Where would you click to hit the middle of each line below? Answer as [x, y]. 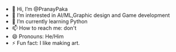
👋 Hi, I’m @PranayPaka [40, 9]
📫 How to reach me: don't [44, 28]
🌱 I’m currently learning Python [49, 21]
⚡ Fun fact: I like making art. [46, 43]
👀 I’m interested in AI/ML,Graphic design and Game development [91, 15]
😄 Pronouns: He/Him [38, 36]
